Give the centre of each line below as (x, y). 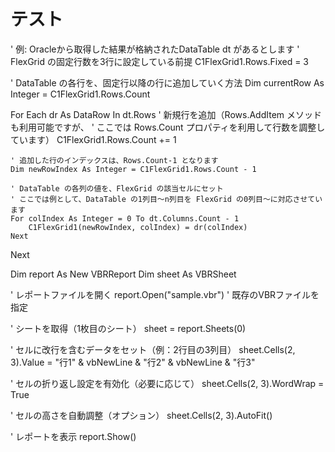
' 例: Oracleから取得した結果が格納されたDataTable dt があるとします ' (155, 49)
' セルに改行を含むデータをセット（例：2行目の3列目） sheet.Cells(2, (153, 349)
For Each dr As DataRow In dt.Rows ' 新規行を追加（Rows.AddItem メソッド (166, 114)
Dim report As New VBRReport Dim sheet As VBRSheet (123, 274)
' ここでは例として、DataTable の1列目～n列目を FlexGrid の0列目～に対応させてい (166, 199)
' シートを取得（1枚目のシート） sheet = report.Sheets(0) (128, 328)
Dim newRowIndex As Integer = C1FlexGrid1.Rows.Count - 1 (133, 169)
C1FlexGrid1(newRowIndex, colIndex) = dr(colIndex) (138, 227)
